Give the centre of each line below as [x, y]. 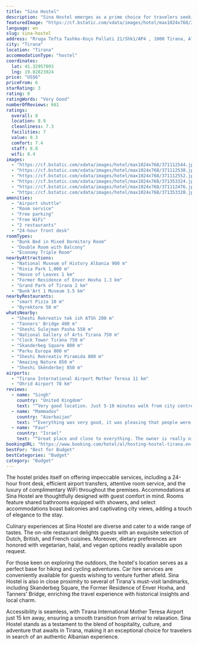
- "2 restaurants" [34, 225]
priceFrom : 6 [22, 83]
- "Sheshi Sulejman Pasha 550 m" [52, 329]
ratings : [17, 110]
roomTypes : [19, 236]
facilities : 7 [29, 132]
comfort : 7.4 [27, 143]
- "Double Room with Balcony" [48, 247]
